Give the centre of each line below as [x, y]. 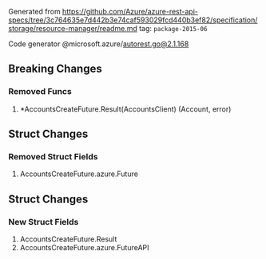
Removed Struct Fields [53, 157]
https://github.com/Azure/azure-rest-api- [130, 12]
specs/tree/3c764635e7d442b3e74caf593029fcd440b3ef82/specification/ [133, 20]
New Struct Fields [44, 222]
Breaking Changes [55, 69]
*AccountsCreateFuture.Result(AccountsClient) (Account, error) [125, 109]
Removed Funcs [40, 92]
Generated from [35, 12]
